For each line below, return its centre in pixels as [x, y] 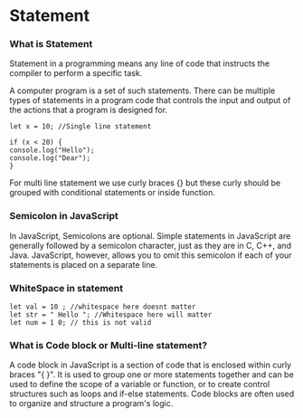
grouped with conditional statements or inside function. [112, 193]
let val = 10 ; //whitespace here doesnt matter [103, 307]
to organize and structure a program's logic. [91, 404]
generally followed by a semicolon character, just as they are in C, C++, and [151, 245]
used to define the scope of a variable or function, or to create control [140, 385]
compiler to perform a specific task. [76, 73]
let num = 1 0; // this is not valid [80, 323]
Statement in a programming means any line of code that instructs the [139, 63]
